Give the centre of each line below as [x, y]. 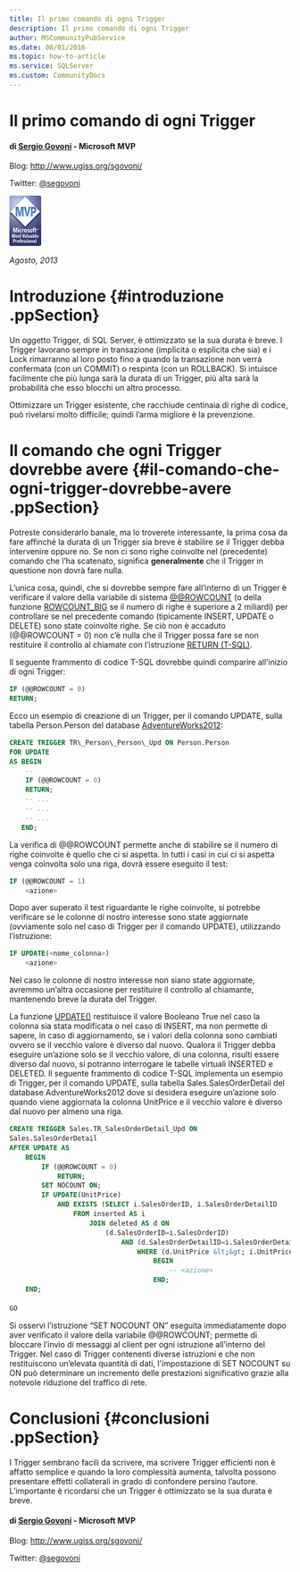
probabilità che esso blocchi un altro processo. [96, 388]
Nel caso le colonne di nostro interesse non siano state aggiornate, [132, 980]
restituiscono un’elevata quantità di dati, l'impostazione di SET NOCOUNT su [150, 1363]
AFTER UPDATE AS [39, 1148]
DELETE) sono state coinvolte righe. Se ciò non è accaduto [117, 626]
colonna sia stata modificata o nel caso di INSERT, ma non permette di [138, 1026]
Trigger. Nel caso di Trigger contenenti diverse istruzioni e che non [132, 1354]
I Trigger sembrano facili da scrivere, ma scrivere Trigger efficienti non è [142, 1462]
